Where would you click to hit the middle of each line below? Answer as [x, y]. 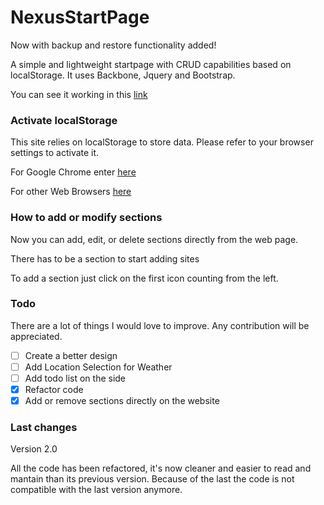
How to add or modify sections [86, 218]
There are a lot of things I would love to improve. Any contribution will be [160, 325]
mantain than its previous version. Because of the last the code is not [152, 479]
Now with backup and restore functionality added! [113, 45]
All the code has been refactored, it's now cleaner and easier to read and [161, 468]
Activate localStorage [64, 120]
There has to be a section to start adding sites [105, 258]
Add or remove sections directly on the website [122, 401]
